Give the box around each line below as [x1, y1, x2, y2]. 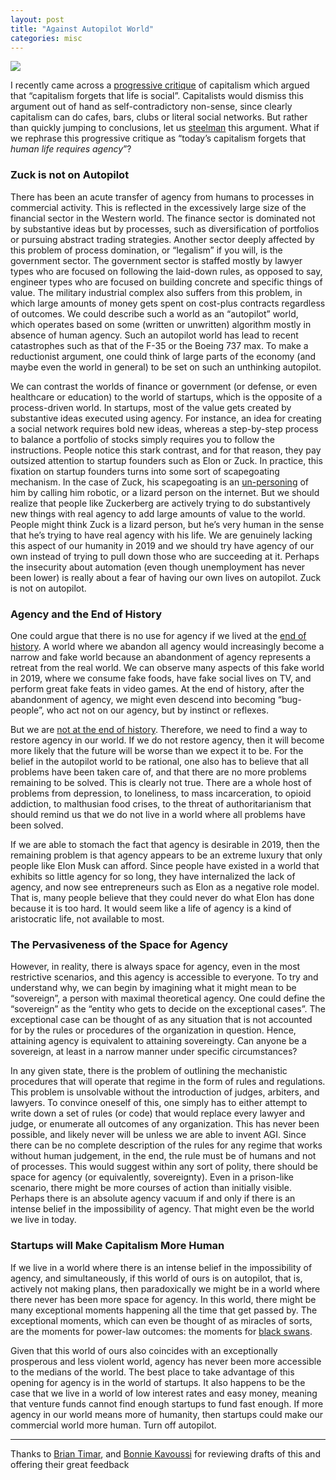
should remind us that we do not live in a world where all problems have [10, 808, 307, 820]
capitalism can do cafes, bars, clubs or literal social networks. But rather [10, 111, 308, 123]
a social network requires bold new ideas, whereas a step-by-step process [10, 422, 319, 435]
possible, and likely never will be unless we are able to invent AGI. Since [10, 1129, 307, 1141]
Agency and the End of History [10, 607, 163, 621]
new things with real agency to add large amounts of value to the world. [10, 507, 306, 520]
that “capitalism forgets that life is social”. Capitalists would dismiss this [10, 90, 304, 102]
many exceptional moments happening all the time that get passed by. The [10, 1304, 318, 1316]
